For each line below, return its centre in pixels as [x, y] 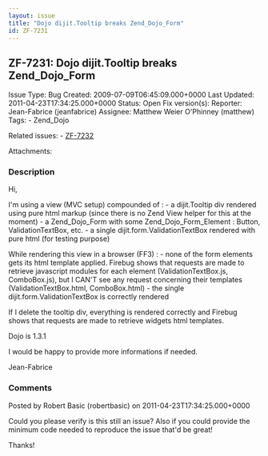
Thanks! [22, 445]
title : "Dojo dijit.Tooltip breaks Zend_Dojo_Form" [96, 23]
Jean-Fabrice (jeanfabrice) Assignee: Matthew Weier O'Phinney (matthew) [131, 112]
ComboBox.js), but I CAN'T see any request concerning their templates [125, 280]
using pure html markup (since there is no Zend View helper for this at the [130, 214]
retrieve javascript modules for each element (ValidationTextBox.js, [118, 271]
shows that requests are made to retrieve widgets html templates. [116, 321]
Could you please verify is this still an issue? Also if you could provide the [129, 421]
